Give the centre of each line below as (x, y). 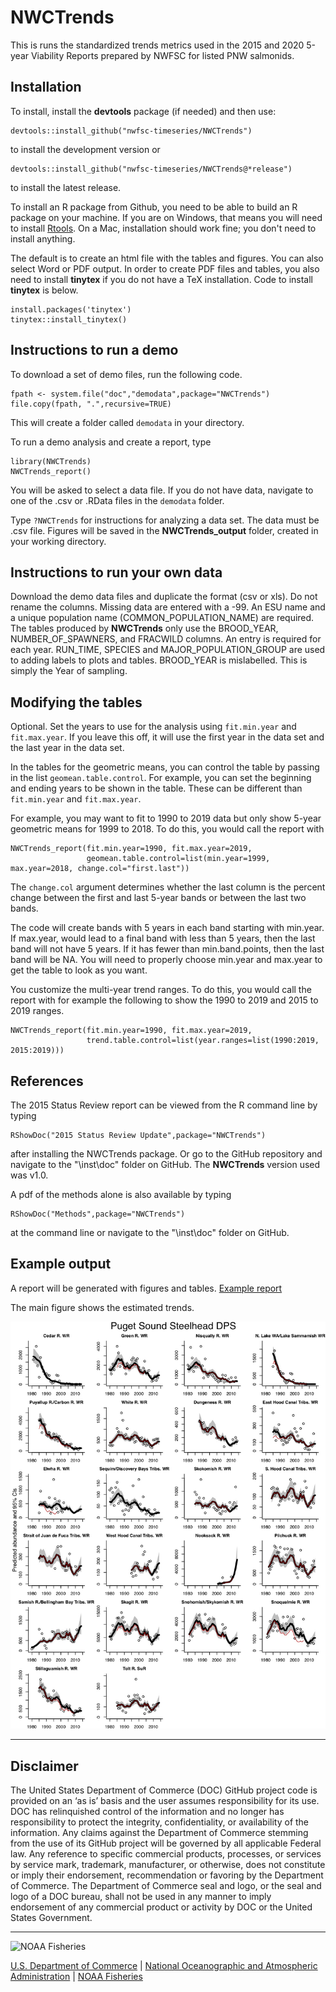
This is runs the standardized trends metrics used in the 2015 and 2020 (157, 45)
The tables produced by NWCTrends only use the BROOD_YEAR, (144, 628)
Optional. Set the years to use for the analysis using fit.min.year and (153, 727)
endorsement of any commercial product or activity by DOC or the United (161, 1907)
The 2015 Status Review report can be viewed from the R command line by (164, 1105)
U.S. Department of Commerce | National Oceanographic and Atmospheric (164, 1966)
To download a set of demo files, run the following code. (126, 374)
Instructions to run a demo (94, 350)
